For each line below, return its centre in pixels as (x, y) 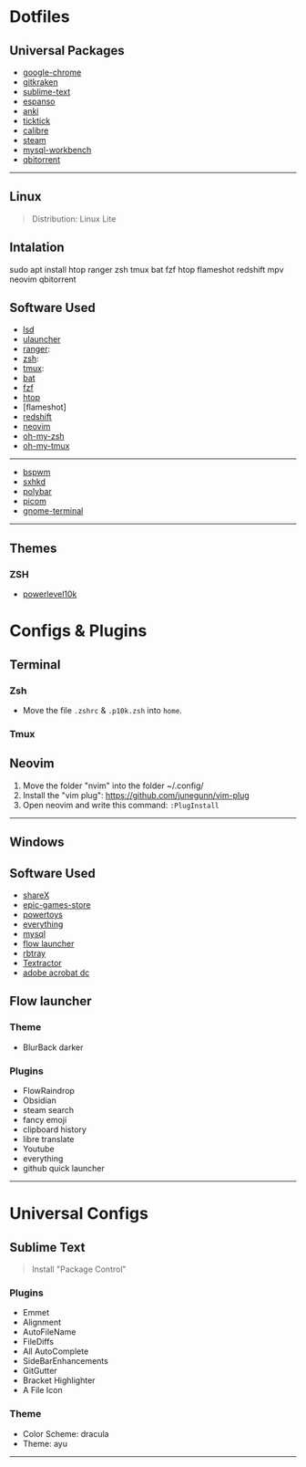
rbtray (34, 953)
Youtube (38, 1149)
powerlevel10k (50, 594)
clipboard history (54, 1129)
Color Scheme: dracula (66, 1433)
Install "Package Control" (79, 1269)
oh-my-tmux (46, 446)
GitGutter (40, 1371)
